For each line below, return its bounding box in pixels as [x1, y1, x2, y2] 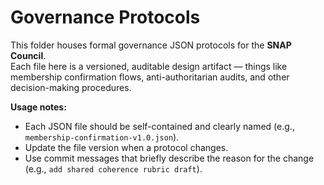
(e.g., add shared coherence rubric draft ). [24, 162, 203, 175]
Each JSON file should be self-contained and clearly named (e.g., [24, 120, 295, 132]
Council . [10, 49, 47, 61]
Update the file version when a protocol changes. [24, 141, 229, 153]
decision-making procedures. [10, 81, 132, 93]
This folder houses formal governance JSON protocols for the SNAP [10, 39, 292, 51]
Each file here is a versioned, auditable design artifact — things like [10, 60, 288, 72]
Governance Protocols [10, 6, 201, 29]
